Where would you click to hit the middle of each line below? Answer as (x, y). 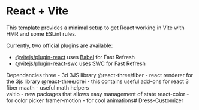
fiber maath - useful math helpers (48, 87)
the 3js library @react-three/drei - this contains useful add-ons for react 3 (97, 81)
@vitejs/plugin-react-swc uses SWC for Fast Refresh (80, 63)
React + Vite (37, 11)
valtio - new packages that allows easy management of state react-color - (98, 94)
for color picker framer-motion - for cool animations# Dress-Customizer (95, 100)
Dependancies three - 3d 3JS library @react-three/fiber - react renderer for (100, 75)
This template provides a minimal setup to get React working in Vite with (95, 27)
